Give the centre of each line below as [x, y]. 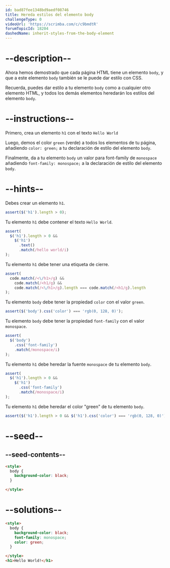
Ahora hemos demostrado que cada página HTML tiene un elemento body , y [84, 72]
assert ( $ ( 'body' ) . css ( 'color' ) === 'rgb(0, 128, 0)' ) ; [64, 312]
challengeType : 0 [24, 19]
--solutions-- [34, 510]
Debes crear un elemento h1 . [35, 203]
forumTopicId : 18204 [27, 29]
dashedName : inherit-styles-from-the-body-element [60, 33]
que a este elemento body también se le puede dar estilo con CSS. [74, 78]
